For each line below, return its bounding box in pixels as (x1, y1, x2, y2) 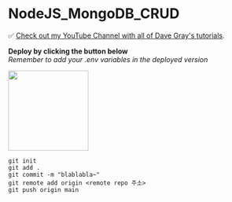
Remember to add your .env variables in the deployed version (8, 54, 208, 64)
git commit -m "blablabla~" (8, 171, 101, 178)
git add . (8, 163, 41, 171)
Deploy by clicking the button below (8, 46, 128, 56)
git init (8, 156, 37, 165)
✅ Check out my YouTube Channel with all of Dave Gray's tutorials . (8, 31, 226, 40)
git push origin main (8, 185, 79, 193)
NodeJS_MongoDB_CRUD (8, 5, 180, 23)
